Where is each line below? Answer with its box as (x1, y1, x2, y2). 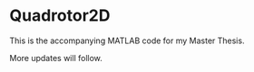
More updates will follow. (9, 52, 103, 63)
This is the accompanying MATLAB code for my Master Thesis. (9, 35, 245, 46)
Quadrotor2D (9, 5, 111, 26)
